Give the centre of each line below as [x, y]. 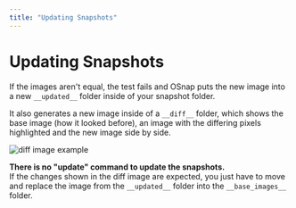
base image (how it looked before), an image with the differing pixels [135, 122]
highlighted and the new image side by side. [90, 132]
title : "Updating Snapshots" [63, 17]
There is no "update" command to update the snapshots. [117, 167]
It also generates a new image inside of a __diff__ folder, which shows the [146, 113]
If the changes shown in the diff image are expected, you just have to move [147, 176]
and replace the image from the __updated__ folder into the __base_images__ [148, 186]
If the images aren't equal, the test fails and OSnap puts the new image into [147, 87]
